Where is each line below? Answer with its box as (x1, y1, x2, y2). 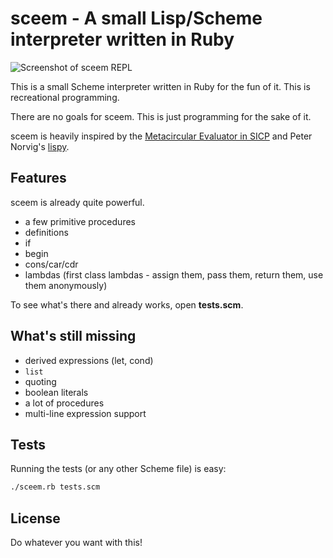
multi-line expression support (24, 407, 147, 419)
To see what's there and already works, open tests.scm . (10, 298, 244, 311)
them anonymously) (24, 279, 108, 291)
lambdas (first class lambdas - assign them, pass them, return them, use (24, 268, 324, 281)
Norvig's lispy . (10, 140, 70, 152)
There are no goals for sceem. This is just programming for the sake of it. (10, 110, 312, 122)
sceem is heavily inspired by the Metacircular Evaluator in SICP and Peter (10, 130, 313, 142)
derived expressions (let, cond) (24, 354, 154, 366)
